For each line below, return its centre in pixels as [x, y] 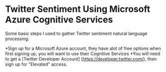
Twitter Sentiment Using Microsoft [78, 9]
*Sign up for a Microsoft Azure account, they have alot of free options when [83, 48]
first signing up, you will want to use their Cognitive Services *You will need [83, 54]
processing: [17, 39]
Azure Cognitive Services [59, 20]
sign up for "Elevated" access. [36, 64]
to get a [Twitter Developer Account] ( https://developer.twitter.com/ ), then [81, 59]
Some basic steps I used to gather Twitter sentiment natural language [76, 33]
